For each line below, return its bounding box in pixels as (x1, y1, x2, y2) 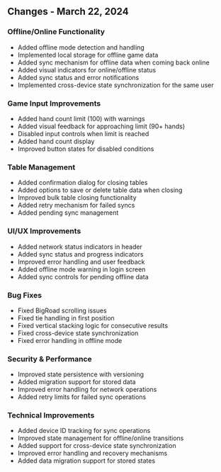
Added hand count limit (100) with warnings (17, 114, 145, 123)
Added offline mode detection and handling (17, 43, 145, 52)
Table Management (7, 162, 76, 172)
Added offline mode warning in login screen (17, 265, 146, 274)
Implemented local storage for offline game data (17, 50, 159, 59)
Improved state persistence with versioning (17, 370, 144, 378)
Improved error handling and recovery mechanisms (17, 449, 168, 458)
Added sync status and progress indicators (17, 249, 144, 258)
